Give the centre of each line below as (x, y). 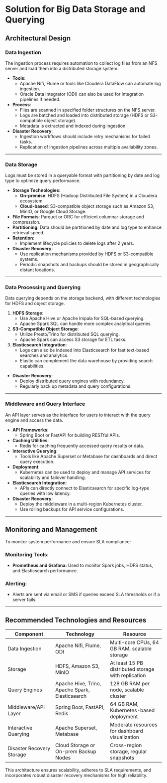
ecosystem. (32, 201)
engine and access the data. (34, 420)
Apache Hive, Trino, (78, 683)
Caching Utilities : (30, 440)
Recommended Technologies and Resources (76, 620)
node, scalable (127, 690)
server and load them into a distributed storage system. (62, 68)
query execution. (37, 462)
